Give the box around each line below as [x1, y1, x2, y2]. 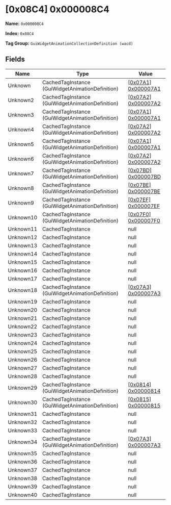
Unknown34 [8, 438, 38, 445]
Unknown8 [8, 185, 34, 192]
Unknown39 [8, 483, 38, 490]
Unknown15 [8, 259, 38, 266]
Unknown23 [8, 331, 38, 338]
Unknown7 [8, 170, 34, 177]
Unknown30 [8, 399, 38, 406]
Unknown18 [8, 287, 38, 294]
